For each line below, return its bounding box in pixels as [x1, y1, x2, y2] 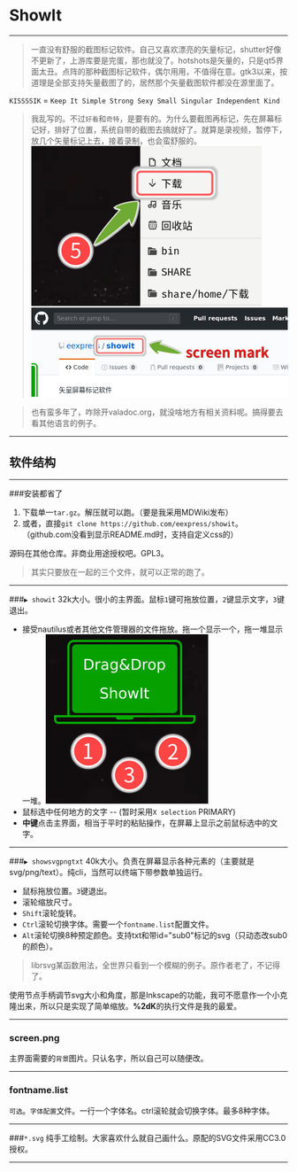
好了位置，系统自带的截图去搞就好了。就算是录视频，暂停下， [61, 124, 287, 135]
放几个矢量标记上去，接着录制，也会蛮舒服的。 [30, 135, 202, 146]
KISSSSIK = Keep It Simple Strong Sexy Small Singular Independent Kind [9, 95, 280, 105]
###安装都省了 [9, 488, 64, 499]
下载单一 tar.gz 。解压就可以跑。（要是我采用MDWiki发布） [21, 507, 233, 518]
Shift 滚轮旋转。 [21, 908, 81, 919]
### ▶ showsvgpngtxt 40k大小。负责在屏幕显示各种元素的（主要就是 [9, 856, 255, 866]
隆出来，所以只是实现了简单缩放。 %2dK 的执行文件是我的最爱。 [9, 1001, 241, 1012]
